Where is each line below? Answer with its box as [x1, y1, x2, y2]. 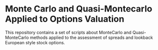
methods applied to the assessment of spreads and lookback [30, 35, 153, 40]
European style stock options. [5, 39, 65, 45]
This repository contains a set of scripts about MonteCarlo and [5, 29, 132, 35]
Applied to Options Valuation [5, 13, 125, 25]
